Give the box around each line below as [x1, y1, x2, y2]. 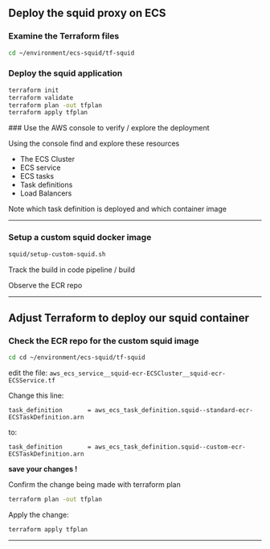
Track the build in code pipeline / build [8, 265, 135, 274]
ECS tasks [19, 171, 55, 181]
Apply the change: [8, 510, 70, 519]
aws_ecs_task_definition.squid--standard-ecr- [94, 407, 253, 415]
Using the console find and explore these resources [8, 138, 180, 148]
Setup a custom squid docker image [8, 232, 152, 243]
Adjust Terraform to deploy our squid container [8, 311, 250, 324]
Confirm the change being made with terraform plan [8, 480, 181, 489]
